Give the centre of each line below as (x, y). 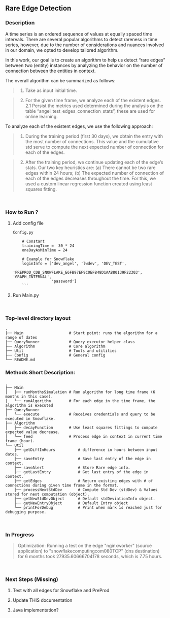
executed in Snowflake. (30, 418)
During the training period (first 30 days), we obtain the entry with (94, 136)
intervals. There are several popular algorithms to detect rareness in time (81, 39)
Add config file (28, 223)
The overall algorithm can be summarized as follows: (60, 80)
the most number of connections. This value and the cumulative (92, 141)
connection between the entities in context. (50, 71)
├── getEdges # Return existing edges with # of (84, 481)
